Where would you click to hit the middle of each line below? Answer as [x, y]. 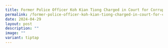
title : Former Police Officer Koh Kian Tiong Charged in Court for [77, 10]
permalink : [16, 14]
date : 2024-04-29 [23, 19]
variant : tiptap [22, 38]
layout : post [19, 24]
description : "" [22, 28]
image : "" [15, 33]
